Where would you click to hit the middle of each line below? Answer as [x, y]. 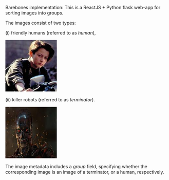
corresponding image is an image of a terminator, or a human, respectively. [85, 172]
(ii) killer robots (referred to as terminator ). [50, 100]
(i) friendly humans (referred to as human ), [51, 33]
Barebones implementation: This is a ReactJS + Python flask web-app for [83, 7]
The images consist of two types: [41, 23]
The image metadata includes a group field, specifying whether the [77, 166]
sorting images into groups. [34, 13]
